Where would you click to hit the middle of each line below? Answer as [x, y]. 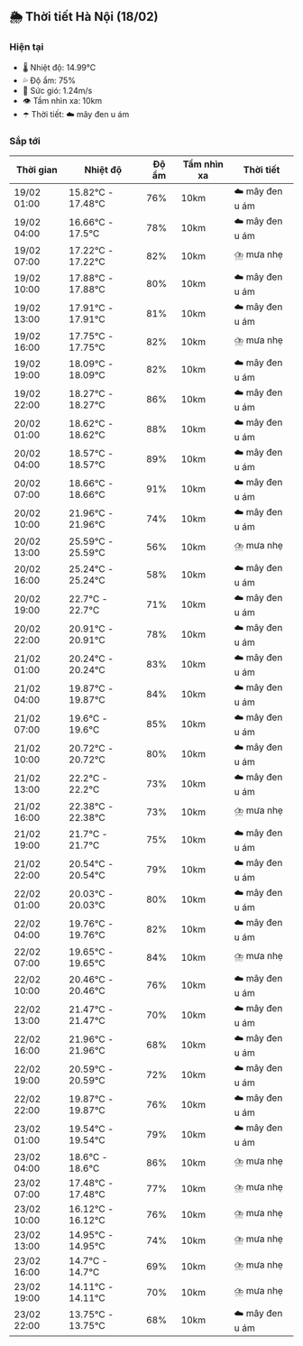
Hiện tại [27, 47]
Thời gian [37, 170]
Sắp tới [25, 141]
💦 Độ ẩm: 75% [49, 80]
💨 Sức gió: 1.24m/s [57, 90]
